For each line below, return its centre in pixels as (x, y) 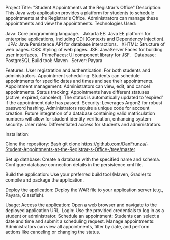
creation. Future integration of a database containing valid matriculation (80, 113)
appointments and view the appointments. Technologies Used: (71, 23)
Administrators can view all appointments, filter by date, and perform (77, 227)
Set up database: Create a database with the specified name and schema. (83, 159)
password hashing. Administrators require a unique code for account (77, 108)
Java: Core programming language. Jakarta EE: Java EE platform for (78, 33)
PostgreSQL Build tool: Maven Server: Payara (54, 60)
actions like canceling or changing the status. (53, 232)
